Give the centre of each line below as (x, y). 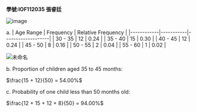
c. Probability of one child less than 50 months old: (68, 92)
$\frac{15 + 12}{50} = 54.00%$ (44, 80)
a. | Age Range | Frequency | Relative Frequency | (67, 32)
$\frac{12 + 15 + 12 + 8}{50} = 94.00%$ (55, 103)
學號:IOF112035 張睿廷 (34, 9)
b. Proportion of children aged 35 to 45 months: (64, 69)
